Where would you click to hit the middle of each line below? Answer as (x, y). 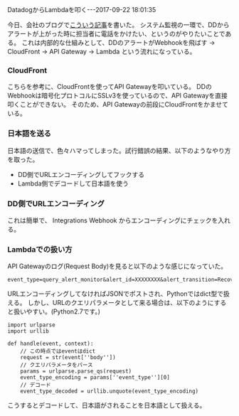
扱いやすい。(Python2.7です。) (57, 311)
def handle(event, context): (51, 344)
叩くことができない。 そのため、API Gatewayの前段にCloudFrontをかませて (118, 105)
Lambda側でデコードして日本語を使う (73, 183)
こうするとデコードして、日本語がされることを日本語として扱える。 (107, 405)
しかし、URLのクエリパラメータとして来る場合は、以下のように (121, 303)
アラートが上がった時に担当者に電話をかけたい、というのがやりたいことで (116, 34)
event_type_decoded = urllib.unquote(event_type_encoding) (110, 391)
